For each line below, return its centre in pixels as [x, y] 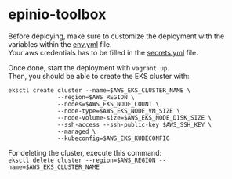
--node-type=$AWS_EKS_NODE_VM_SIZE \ [119, 111]
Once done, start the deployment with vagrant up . [89, 67]
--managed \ [77, 131]
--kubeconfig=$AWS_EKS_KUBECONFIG [114, 138]
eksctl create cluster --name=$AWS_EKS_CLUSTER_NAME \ [100, 90]
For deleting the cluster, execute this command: [85, 152]
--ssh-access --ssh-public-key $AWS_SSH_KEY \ [135, 124]
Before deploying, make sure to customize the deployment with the [116, 36]
